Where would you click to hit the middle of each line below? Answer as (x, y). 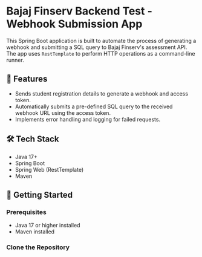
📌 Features (27, 79)
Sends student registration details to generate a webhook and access (102, 93)
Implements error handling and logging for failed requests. (88, 119)
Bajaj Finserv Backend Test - (80, 11)
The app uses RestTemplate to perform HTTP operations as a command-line (101, 53)
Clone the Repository (38, 247)
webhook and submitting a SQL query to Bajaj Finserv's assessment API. (97, 47)
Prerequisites (26, 212)
